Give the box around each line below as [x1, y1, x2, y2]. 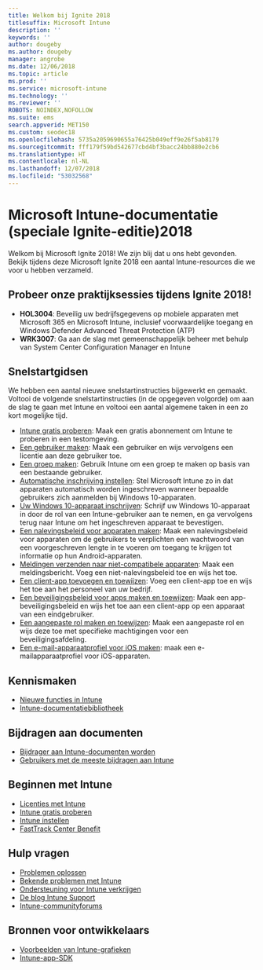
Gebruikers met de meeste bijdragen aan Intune [19, 756, 174, 765]
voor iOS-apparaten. [84, 651, 151, 661]
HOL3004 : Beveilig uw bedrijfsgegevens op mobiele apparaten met [19, 309, 239, 318]
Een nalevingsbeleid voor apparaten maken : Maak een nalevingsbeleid [19, 526, 248, 536]
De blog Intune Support [19, 892, 96, 902]
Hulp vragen [8, 847, 70, 860]
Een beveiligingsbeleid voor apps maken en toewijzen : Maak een [19, 593, 229, 602]
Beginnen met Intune [8, 778, 112, 792]
